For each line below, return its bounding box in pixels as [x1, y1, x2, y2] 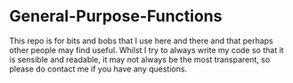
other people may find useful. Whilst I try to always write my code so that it [9, 44, 284, 55]
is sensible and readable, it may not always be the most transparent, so [9, 54, 271, 64]
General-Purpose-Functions [9, 6, 223, 26]
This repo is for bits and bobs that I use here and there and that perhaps [9, 35, 273, 46]
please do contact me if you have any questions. [9, 64, 188, 74]
